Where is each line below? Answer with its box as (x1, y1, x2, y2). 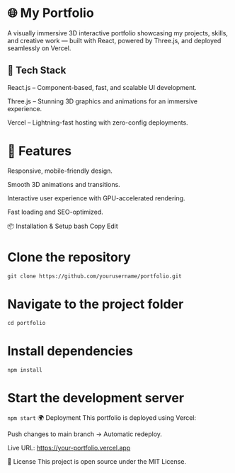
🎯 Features (7, 143, 72, 159)
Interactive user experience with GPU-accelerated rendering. (7, 193, 185, 203)
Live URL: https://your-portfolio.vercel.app (7, 444, 131, 452)
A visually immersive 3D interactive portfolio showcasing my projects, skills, (7, 28, 229, 37)
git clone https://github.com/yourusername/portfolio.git (7, 273, 182, 280)
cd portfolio (7, 319, 46, 326)
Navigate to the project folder (7, 296, 184, 312)
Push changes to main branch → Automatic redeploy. (7, 430, 163, 438)
